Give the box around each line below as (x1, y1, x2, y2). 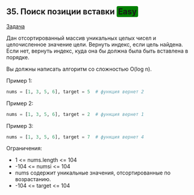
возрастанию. (14, 176, 51, 183)
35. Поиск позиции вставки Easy (6, 7, 137, 17)
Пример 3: (6, 122, 34, 129)
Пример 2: (6, 100, 34, 107)
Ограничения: (6, 145, 42, 152)
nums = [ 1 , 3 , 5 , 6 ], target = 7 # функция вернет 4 (6, 134, 145, 140)
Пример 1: (6, 77, 33, 84)
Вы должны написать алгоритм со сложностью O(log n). (6, 65, 152, 72)
